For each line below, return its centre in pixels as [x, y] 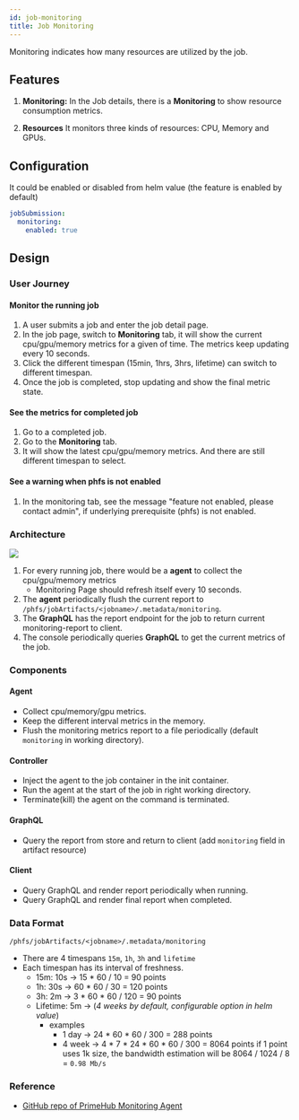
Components [38, 669]
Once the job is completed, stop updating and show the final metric [146, 382]
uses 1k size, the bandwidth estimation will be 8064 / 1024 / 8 [176, 1054]
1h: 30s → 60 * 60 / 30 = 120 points [102, 987]
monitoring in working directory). [83, 740]
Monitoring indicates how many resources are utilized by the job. [128, 51]
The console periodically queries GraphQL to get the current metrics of [154, 637]
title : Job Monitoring [51, 26]
